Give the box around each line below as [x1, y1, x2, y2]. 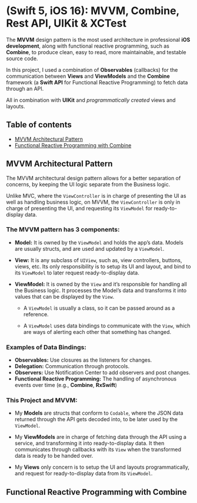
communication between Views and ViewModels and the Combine [6, 72, 171, 80]
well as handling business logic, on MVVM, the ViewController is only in [6, 198, 181, 206]
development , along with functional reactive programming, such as [6, 42, 169, 49]
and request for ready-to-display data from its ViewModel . [14, 470, 153, 477]
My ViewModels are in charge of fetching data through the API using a [14, 433, 187, 441]
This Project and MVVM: [6, 396, 78, 405]
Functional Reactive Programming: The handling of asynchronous [14, 375, 177, 382]
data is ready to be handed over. [14, 452, 94, 459]
